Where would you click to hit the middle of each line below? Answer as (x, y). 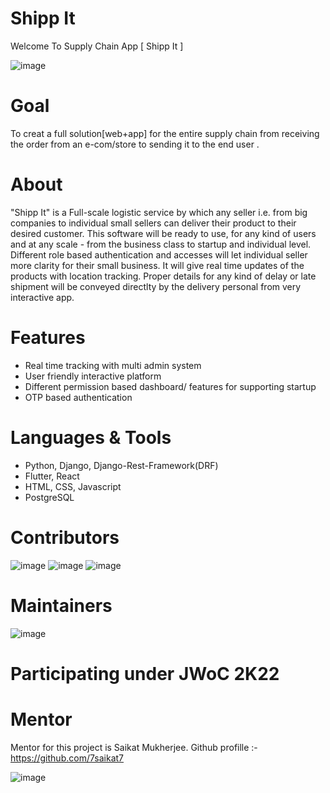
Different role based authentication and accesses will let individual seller (159, 254)
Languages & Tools (91, 437)
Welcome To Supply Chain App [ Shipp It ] (97, 46)
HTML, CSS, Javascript (73, 486)
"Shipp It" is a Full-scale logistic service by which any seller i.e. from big (159, 212)
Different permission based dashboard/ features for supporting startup (170, 386)
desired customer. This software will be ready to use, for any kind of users (163, 233)
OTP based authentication (78, 397)
